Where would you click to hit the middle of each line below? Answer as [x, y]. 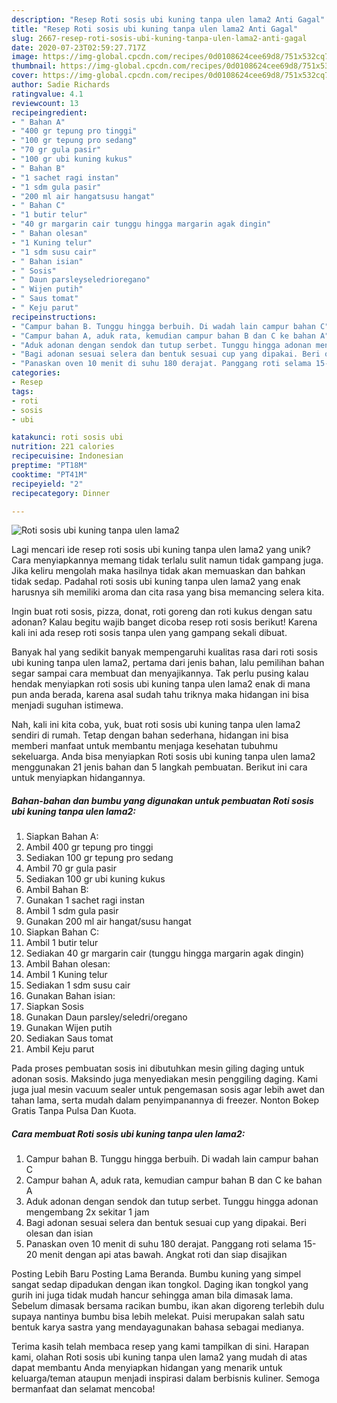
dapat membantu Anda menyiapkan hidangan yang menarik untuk [147, 1368]
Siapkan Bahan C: [62, 932]
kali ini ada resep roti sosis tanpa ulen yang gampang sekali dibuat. [149, 633]
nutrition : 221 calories [63, 447]
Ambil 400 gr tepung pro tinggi [89, 847]
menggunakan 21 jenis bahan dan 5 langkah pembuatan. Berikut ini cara [159, 767]
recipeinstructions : [54, 317]
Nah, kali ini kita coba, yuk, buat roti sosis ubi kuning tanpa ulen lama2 [156, 725]
